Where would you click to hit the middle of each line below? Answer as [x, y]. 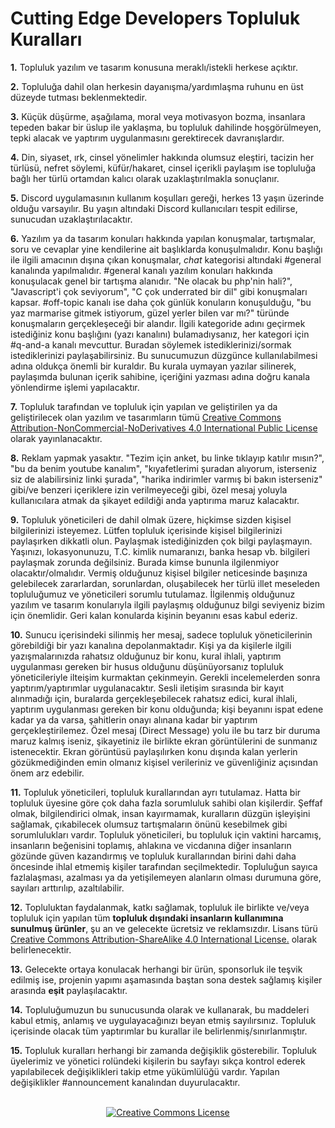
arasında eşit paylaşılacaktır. [69, 990]
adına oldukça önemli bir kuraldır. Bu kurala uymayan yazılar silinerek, [153, 366]
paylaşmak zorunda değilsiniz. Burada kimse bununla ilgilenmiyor [145, 562]
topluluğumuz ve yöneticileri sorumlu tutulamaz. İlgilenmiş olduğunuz [153, 594]
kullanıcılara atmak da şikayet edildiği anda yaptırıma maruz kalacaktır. [155, 500]
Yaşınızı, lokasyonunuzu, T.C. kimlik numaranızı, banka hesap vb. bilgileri [160, 551]
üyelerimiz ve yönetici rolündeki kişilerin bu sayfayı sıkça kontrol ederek [158, 1061]
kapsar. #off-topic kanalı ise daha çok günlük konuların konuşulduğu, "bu [161, 302]
